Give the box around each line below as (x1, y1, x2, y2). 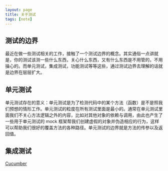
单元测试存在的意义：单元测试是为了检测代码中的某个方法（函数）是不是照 (5, 99, 158, 105)
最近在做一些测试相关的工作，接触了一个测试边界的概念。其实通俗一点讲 (5, 50, 154, 56)
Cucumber (5, 160, 27, 166)
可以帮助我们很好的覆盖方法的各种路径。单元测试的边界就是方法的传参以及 (5, 124, 158, 130)
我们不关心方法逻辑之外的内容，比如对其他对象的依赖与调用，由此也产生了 (9, 112, 163, 118)
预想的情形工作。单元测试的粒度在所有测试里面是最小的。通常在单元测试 (9, 106, 158, 111)
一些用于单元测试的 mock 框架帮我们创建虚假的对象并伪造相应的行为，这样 (5, 118, 159, 124)
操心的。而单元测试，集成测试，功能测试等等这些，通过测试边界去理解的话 (5, 63, 158, 69)
